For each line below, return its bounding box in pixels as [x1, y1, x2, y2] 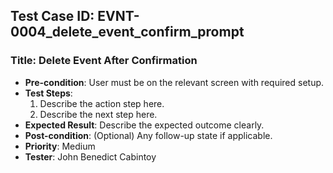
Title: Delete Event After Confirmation [10, 54, 198, 68]
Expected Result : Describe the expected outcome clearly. [24, 119, 265, 131]
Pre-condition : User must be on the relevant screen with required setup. [24, 76, 325, 88]
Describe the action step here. [39, 97, 165, 109]
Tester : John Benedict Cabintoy [24, 150, 157, 163]
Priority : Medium [24, 140, 96, 152]
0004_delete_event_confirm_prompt [10, 24, 245, 41]
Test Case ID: [10, 8, 95, 25]
